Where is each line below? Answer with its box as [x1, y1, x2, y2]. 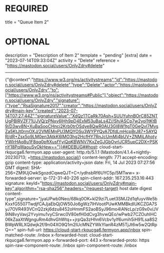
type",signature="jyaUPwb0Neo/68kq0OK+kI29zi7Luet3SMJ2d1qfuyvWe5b [5, 195, 158, 201]
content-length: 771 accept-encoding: [82, 154, 158, 160]
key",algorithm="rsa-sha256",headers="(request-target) [5, 185, 119, 191]
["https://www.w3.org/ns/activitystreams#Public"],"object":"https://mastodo [5, 92, 159, 98]
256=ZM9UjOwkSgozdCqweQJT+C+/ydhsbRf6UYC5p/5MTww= [5, 170, 135, 175]
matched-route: [5, 232, 37, 238]
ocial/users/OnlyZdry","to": [5, 87, 60, 93]
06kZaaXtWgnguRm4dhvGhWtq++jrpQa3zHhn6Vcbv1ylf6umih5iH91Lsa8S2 [5, 216, 158, 222]
